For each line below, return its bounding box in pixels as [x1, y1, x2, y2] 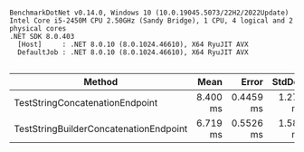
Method [83, 76, 119, 88]
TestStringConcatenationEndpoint [14, 97, 158, 109]
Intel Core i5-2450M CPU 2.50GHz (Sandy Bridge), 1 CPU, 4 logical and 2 [9, 16, 294, 25]
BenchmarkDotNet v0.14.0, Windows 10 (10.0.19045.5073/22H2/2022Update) [9, 8, 290, 17]
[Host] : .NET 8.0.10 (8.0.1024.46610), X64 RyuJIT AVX [17, 40, 249, 49]
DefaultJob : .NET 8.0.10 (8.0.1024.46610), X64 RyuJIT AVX [17, 48, 249, 57]
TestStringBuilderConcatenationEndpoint [14, 123, 188, 135]
